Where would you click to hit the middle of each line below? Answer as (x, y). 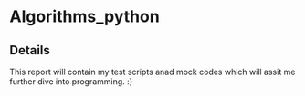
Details (30, 50)
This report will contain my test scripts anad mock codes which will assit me (152, 72)
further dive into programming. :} (71, 82)
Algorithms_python (84, 17)
